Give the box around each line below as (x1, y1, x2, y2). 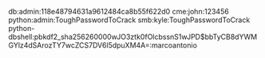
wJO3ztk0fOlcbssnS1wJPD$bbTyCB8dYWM (111, 32, 258, 41)
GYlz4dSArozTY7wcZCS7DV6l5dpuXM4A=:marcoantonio (8, 41, 198, 50)
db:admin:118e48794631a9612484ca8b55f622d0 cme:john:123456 (8, 7, 229, 16)
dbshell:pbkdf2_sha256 (8, 32, 86, 41)
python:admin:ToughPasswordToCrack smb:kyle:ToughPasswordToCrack (8, 15, 251, 25)
